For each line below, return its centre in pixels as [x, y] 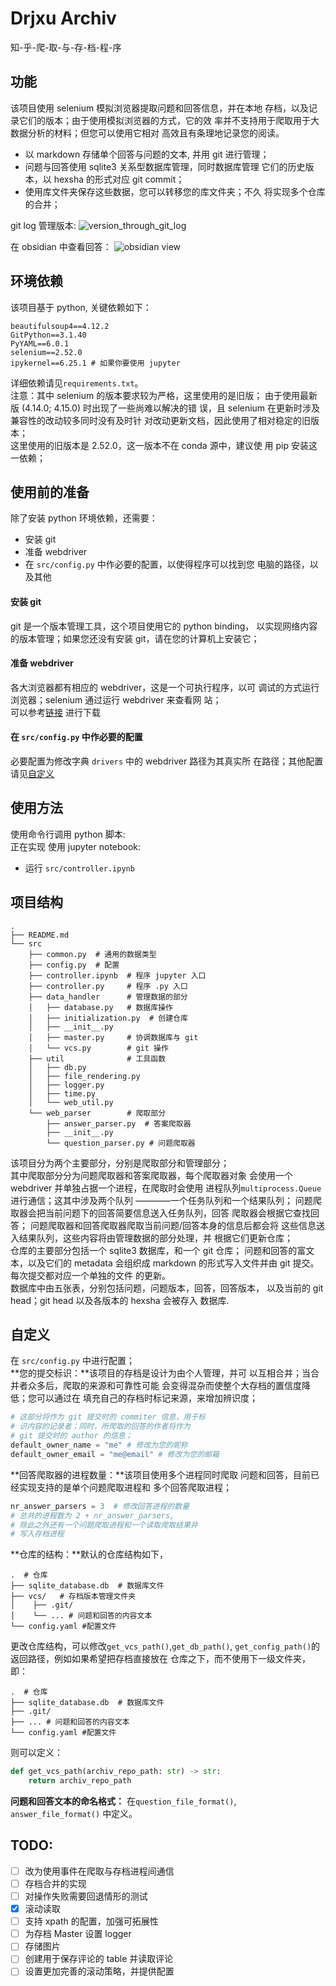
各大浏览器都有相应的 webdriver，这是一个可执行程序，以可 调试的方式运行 [165, 687]
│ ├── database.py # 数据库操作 [100, 1007]
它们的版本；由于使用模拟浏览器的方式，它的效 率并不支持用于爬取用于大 [169, 120]
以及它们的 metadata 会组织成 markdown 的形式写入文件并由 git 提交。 [173, 1263]
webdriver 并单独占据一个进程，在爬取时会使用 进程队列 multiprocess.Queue [166, 1188]
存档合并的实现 [55, 1883]
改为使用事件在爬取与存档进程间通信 [99, 1871]
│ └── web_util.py [71, 1102]
